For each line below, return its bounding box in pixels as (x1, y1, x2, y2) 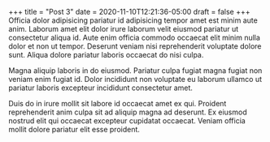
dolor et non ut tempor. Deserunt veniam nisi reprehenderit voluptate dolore (8, 41, 262, 51)
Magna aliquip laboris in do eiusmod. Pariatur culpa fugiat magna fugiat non (8, 66, 263, 75)
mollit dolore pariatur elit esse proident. (8, 125, 141, 134)
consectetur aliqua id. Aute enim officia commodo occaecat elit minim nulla (8, 32, 260, 42)
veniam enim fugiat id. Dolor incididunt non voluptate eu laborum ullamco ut (8, 75, 263, 84)
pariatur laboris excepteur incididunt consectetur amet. (8, 83, 194, 93)
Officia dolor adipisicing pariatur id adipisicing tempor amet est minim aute (8, 15, 258, 25)
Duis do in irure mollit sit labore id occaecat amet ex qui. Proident (8, 99, 227, 108)
